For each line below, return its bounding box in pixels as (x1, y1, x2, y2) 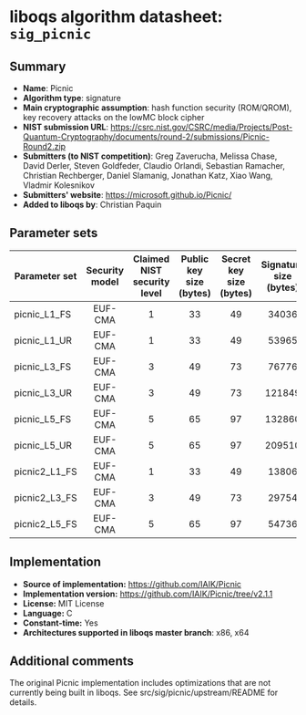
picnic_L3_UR (14, 386, 73, 399)
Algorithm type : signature (22, 93, 121, 103)
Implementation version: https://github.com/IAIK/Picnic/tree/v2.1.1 (22, 588, 273, 599)
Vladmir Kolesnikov (22, 180, 96, 191)
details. (9, 697, 37, 708)
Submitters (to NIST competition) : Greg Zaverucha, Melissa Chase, (22, 150, 278, 161)
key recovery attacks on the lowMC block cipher (22, 112, 205, 122)
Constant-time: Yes (22, 617, 98, 628)
